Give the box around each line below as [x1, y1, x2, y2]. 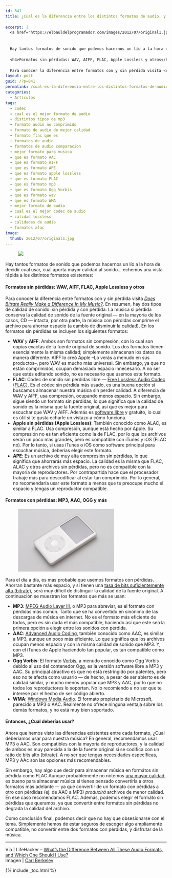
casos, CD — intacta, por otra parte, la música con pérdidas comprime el [5, 317, 159, 323]
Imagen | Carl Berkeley [5, 857, 54, 863]
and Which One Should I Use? [5, 852, 69, 858]
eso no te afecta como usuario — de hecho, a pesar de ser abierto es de [12, 674, 166, 680]
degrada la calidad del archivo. [5, 805, 71, 811]
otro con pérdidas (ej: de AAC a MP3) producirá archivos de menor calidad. [5, 789, 165, 795]
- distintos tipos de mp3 [10, 117, 66, 122]
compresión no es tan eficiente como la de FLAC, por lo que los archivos [12, 431, 166, 437]
